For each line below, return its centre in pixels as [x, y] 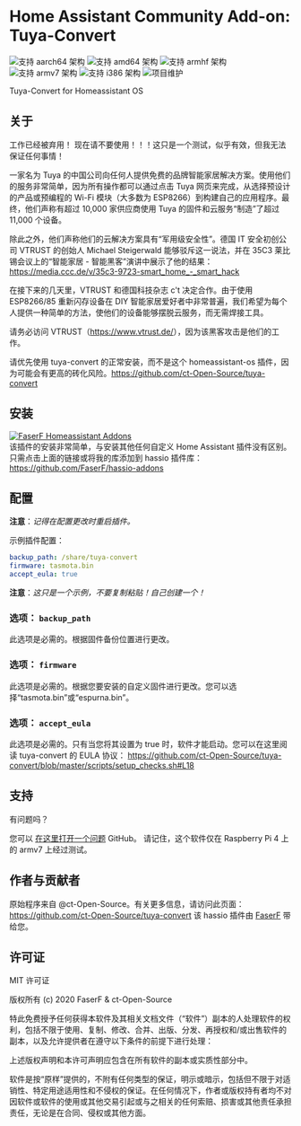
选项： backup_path [50, 618]
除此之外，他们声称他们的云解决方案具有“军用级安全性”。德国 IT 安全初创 [144, 239]
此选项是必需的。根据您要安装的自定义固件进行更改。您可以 [119, 686]
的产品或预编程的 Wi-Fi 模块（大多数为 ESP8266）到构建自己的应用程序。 [146, 197]
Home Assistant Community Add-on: [150, 17]
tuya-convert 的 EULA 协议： [73, 755]
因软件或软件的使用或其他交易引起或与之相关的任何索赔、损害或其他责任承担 [150, 1102]
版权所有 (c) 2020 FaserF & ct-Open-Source [91, 999]
